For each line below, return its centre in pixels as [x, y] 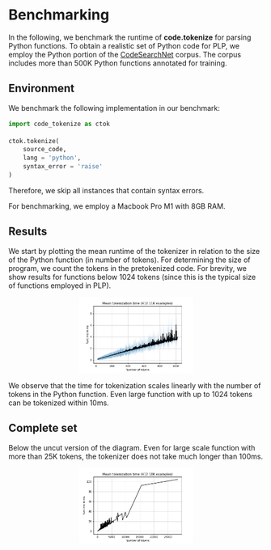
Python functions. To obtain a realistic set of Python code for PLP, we [124, 45]
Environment [42, 89]
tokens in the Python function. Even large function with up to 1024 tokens [131, 394]
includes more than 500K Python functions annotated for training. [118, 63]
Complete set [43, 428]
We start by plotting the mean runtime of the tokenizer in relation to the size [134, 251]
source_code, [45, 150]
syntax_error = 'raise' [63, 167]
